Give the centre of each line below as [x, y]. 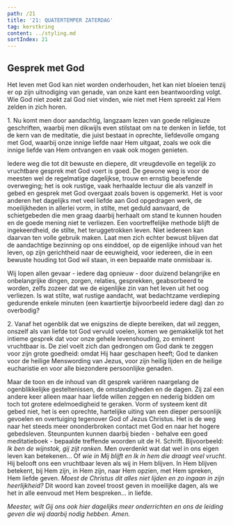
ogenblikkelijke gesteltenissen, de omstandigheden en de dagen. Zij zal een [116, 389]
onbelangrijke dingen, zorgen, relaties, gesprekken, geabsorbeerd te [105, 280]
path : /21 [22, 14]
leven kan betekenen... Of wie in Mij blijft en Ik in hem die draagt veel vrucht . [117, 456]
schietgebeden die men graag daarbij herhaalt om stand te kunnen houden [114, 215]
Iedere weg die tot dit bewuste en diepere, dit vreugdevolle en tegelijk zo [112, 163]
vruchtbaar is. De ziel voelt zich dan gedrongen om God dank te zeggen [110, 346]
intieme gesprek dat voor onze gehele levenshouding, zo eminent [101, 338]
